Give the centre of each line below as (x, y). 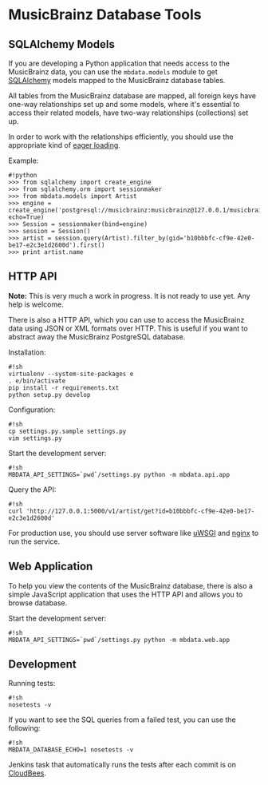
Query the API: (32, 490)
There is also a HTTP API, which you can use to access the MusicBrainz (126, 319)
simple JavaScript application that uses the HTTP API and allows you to (126, 594)
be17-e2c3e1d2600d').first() (57, 245)
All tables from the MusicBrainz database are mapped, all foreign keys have (132, 96)
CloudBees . (27, 773)
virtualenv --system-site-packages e (71, 374)
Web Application (51, 567)
